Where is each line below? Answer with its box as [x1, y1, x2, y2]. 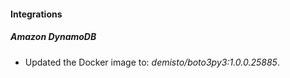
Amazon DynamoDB [10, 31, 97, 43]
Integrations [10, 8, 63, 20]
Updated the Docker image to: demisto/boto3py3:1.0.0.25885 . [24, 56, 280, 68]
